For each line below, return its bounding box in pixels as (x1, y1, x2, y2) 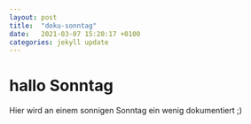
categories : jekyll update (9, 37, 109, 47)
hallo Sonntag (9, 76, 114, 96)
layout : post (9, 12, 58, 22)
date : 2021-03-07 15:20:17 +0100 (9, 29, 141, 38)
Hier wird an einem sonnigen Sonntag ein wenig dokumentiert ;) (9, 105, 242, 116)
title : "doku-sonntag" (9, 21, 98, 30)
